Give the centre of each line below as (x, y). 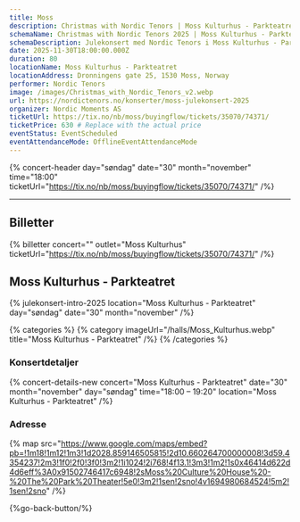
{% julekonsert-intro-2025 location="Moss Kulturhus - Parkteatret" (133, 303)
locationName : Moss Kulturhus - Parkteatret (93, 68)
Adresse (28, 424)
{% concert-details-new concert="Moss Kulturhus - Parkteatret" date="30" (149, 382)
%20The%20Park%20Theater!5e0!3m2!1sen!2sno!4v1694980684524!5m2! (150, 481)
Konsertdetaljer (44, 362)
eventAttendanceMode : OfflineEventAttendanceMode (104, 142)
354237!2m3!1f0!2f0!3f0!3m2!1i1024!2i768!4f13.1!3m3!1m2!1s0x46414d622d (150, 462)
